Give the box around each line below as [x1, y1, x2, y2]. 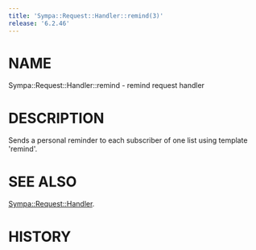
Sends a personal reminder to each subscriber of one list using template [8, 135, 248, 145]
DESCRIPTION [8, 109, 105, 127]
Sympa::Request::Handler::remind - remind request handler [8, 81, 205, 90]
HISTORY [8, 227, 72, 246]
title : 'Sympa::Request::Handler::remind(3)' [8, 11, 163, 20]
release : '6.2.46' [8, 19, 70, 27]
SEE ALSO [8, 173, 77, 190]
